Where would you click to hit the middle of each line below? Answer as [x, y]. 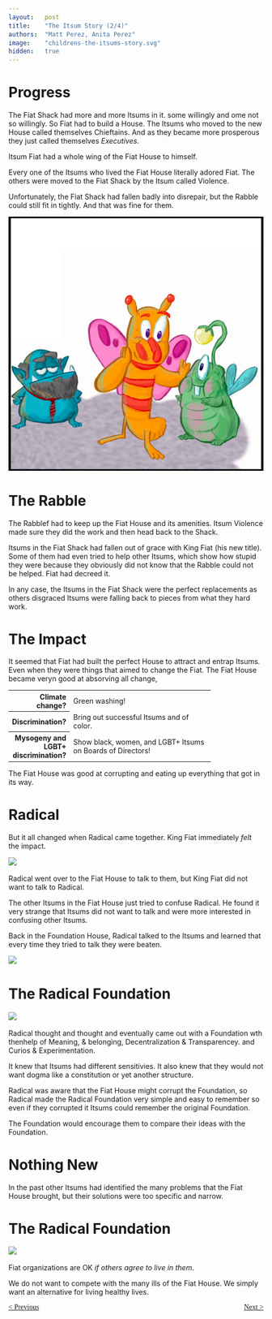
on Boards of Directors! [112, 750]
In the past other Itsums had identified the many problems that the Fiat [125, 1187]
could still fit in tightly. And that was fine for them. [91, 205]
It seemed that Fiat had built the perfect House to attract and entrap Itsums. [134, 662]
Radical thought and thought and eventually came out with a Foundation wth [136, 1033]
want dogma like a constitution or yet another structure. [101, 1075]
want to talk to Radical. [47, 887]
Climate [53, 696]
